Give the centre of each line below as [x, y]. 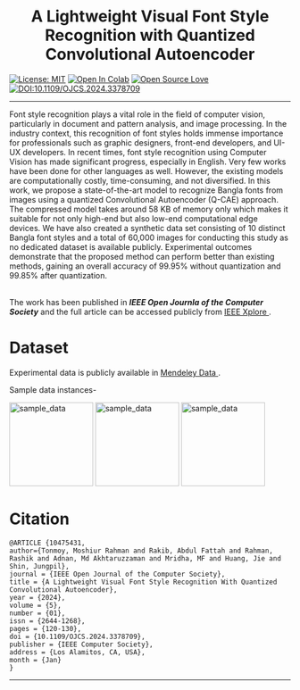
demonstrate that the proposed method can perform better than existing [142, 256]
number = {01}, [37, 613]
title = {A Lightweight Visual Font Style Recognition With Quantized [143, 582]
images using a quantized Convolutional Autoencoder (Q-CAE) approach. [144, 199]
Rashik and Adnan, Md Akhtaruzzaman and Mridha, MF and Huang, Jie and [145, 558]
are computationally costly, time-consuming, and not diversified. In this [140, 180]
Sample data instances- [53, 389]
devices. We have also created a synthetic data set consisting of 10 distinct [147, 228]
